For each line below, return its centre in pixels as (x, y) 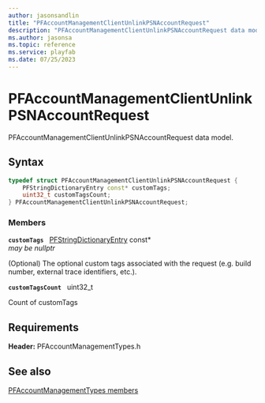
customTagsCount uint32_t (50, 287)
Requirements (43, 328)
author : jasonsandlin (44, 15)
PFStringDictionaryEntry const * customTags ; (97, 188)
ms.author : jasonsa (40, 38)
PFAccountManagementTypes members (73, 390)
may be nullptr (32, 248)
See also (30, 371)
